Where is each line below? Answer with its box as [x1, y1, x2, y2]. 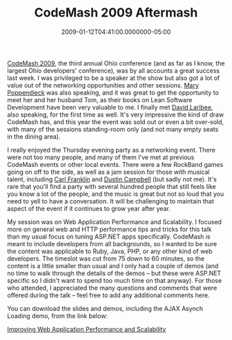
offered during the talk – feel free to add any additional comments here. [7, 291, 210, 299]
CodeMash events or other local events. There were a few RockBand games [7, 160, 224, 168]
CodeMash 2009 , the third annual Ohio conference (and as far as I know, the [7, 59, 225, 67]
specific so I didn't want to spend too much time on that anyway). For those [7, 276, 222, 284]
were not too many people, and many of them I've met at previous [7, 153, 195, 161]
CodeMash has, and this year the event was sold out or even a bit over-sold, [7, 117, 224, 126]
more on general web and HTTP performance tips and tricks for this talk [7, 225, 212, 233]
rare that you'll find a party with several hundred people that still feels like [7, 182, 216, 190]
